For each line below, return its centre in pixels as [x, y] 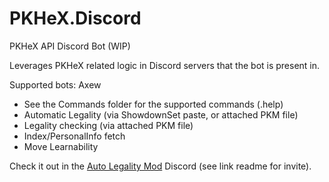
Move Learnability [61, 146]
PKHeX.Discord [75, 18]
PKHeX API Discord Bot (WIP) [70, 46]
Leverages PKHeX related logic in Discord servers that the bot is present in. [165, 65]
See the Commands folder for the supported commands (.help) [153, 104]
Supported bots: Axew [55, 84]
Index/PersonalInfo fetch [74, 136]
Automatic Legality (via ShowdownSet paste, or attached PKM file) [161, 114]
